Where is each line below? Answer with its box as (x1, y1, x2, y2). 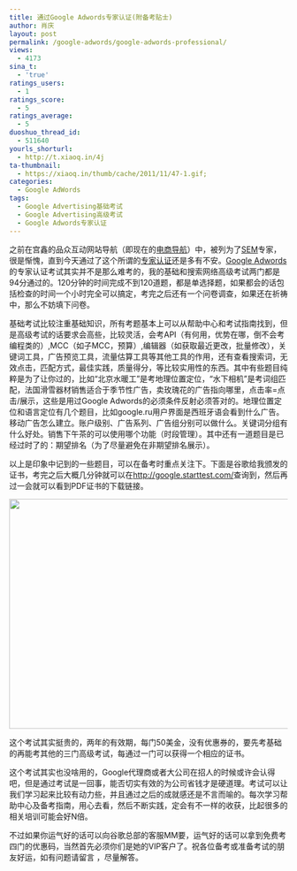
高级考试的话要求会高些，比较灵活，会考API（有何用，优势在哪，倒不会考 (16, 329, 286, 340)
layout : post (9, 29, 57, 38)
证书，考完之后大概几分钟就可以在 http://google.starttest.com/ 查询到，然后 (9, 470, 280, 480)
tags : (9, 194, 29, 203)
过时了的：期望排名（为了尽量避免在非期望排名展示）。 (16, 439, 215, 450)
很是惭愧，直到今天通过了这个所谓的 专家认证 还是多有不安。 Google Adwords (9, 255, 287, 265)
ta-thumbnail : (9, 161, 62, 170)
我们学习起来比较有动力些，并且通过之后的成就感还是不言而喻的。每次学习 (9, 789, 280, 799)
